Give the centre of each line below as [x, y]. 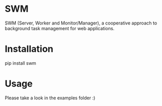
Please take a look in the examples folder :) [50, 98]
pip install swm [20, 63]
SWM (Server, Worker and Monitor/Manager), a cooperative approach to [81, 23]
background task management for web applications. [60, 28]
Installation [29, 49]
